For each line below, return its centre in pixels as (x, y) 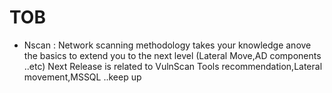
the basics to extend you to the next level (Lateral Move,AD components (172, 55)
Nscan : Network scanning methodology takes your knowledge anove (167, 45)
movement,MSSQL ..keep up (82, 77)
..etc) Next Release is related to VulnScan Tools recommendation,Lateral (173, 66)
